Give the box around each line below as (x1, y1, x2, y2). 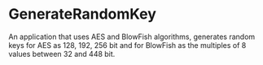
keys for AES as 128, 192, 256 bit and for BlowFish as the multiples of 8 (8, 40, 247, 50)
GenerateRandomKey (8, 5, 157, 24)
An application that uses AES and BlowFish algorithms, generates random (8, 32, 256, 41)
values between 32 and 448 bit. (8, 49, 116, 58)
